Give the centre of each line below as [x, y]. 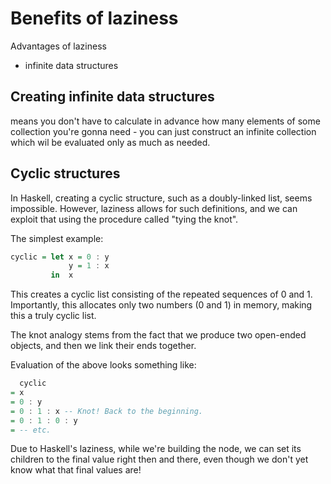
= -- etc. [31, 430]
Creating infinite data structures [112, 97]
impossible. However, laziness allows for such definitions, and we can [154, 208]
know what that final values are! [76, 470]
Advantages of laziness [58, 46]
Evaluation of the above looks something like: [103, 365]
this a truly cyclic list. [53, 316]
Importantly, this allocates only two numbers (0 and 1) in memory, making [161, 305]
